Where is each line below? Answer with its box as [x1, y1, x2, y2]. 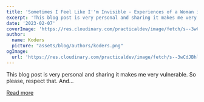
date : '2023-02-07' [6, 20, 56, 26]
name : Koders [12, 37, 45, 43]
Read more [6, 89, 34, 96]
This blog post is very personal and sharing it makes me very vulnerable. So [6, 70, 196, 78]
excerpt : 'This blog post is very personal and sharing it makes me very [6, 15, 197, 21]
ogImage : [6, 49, 29, 55]
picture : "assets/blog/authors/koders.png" [12, 43, 123, 49]
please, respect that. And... [6, 77, 74, 84]
